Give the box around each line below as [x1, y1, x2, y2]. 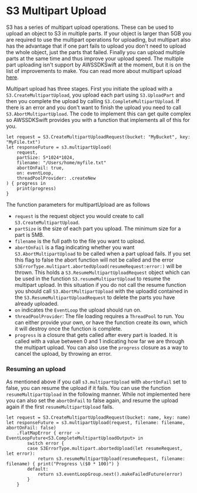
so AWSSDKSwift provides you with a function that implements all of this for [6, 116, 190, 123]
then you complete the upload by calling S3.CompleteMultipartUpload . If [6, 97, 179, 104]
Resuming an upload [6, 365, 66, 373]
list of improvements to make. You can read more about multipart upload [6, 67, 182, 74]
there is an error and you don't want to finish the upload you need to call [6, 104, 181, 111]
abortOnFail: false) [6, 425, 57, 431]
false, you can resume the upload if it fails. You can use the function [6, 385, 171, 392]
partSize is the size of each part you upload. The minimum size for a [14, 225, 181, 232]
